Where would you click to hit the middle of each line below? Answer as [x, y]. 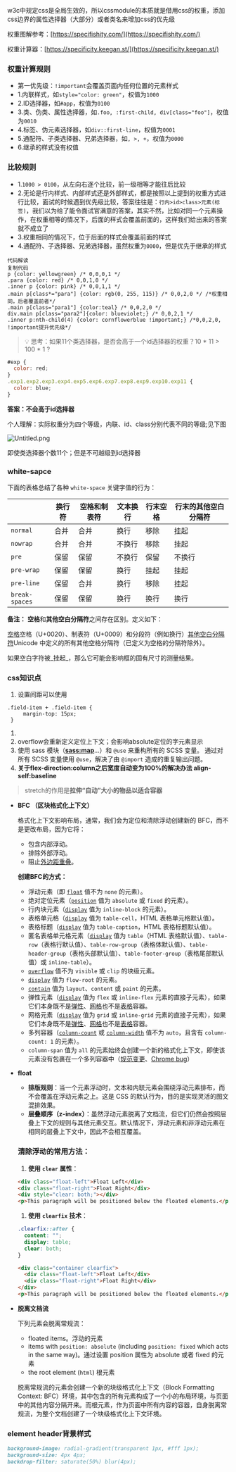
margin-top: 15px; [50, 714]
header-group [47, 954]
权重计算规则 [29, 69]
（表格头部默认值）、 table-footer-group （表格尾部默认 [145, 954]
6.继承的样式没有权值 [48, 147]
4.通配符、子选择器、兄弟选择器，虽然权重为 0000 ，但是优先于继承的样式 [122, 246]
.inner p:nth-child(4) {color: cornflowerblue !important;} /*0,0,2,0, [114, 320]
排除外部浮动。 [50, 853]
